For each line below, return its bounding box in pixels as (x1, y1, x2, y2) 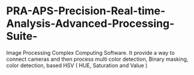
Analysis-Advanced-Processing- (6, 17, 175, 30)
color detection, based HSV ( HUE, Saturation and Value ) (6, 61, 148, 69)
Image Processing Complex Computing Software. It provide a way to (6, 49, 175, 56)
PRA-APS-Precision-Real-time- (6, 4, 166, 18)
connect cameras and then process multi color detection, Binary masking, (6, 55, 189, 62)
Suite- (6, 30, 38, 43)
